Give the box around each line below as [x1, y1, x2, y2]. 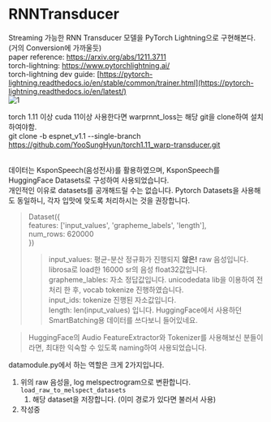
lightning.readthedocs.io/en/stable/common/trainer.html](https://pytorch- [8, 78, 254, 88]
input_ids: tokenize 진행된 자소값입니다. [48, 295, 177, 304]
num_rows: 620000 [28, 229, 95, 239]
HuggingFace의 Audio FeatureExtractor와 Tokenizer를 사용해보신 [28, 332, 242, 342]
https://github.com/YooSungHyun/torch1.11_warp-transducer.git [8, 140, 221, 149]
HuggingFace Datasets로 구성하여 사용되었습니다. [8, 175, 170, 185]
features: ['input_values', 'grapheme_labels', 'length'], [28, 220, 207, 230]
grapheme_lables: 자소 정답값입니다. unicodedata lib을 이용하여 [48, 274, 255, 284]
